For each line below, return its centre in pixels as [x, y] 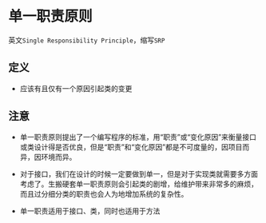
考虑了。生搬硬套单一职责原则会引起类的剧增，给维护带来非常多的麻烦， [139, 184]
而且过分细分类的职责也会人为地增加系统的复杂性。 [104, 193]
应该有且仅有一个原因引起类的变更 [76, 88]
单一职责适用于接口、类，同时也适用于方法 [90, 211]
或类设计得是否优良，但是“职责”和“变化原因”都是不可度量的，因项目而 [135, 147]
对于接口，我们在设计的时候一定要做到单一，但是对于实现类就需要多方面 [139, 173]
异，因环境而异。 [48, 157]
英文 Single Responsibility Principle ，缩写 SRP [87, 40]
